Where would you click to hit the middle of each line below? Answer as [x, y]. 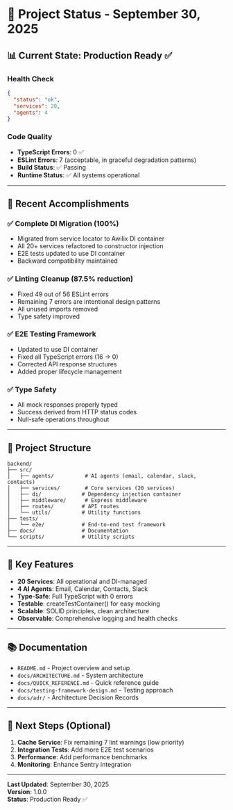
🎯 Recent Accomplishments [68, 203]
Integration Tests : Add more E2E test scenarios [85, 750]
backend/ [20, 464]
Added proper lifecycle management [70, 371]
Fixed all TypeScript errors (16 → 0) [68, 357]
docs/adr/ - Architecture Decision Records [78, 697]
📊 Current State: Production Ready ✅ [90, 55]
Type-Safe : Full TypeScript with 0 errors [75, 596]
